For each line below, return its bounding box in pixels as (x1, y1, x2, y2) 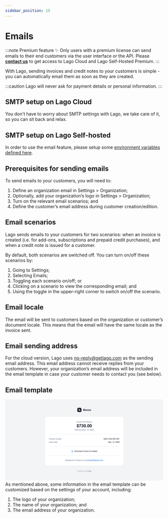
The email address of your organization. (12, 507, 95, 513)
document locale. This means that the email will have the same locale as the (5, 321, 162, 328)
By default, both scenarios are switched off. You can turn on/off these (5, 252, 149, 258)
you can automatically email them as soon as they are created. (5, 73, 134, 79)
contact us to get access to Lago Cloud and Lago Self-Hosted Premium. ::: (5, 58, 159, 64)
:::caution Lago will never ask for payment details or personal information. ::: (5, 83, 162, 89)
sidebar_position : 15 (5, 8, 51, 13)
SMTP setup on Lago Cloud (5, 97, 92, 106)
